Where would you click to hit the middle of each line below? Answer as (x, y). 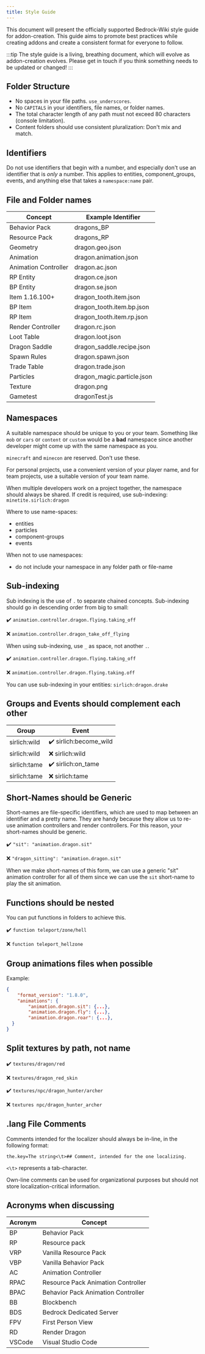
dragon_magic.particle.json (113, 377)
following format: (28, 1145)
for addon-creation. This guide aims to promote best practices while (92, 36)
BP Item (20, 307)
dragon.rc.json (95, 327)
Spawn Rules (28, 357)
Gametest (23, 396)
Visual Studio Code (70, 1342)
